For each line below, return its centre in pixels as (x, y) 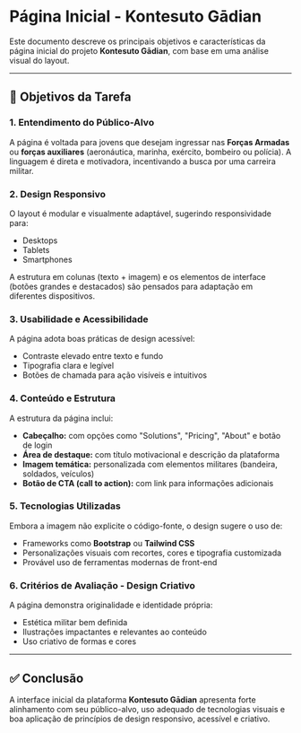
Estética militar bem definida (75, 623)
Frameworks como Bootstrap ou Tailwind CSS (108, 543)
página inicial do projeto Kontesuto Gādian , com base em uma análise (139, 50)
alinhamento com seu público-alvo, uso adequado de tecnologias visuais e (147, 709)
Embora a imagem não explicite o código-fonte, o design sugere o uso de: (146, 526)
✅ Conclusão (47, 678)
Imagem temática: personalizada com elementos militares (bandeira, (150, 464)
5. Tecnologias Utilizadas (65, 506)
